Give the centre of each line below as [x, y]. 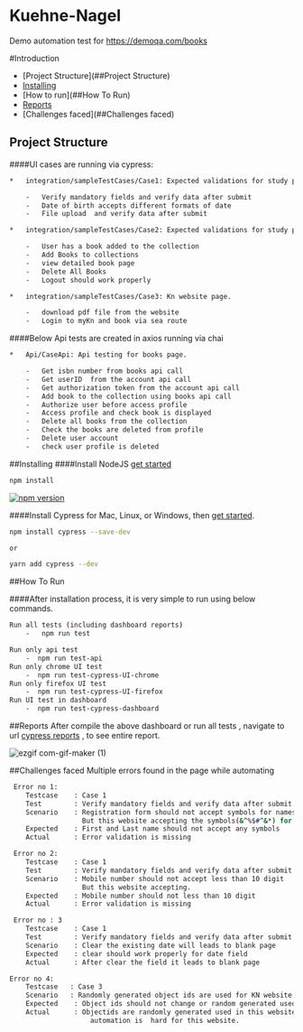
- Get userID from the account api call [109, 379]
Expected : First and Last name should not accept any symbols [153, 829]
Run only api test [44, 650]
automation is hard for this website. [165, 1020]
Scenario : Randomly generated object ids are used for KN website [159, 995]
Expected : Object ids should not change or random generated [151, 1004]
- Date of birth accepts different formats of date [129, 205]
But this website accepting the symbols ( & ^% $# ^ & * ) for [187, 821]
